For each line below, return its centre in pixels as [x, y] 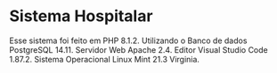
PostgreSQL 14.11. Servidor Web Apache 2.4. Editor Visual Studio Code [139, 49]
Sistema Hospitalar [81, 16]
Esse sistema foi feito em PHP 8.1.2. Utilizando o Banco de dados [128, 40]
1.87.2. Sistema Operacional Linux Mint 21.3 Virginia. [105, 59]
